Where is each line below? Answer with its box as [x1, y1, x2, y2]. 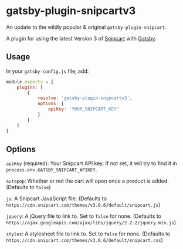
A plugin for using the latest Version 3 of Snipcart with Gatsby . [6, 35, 157, 42]
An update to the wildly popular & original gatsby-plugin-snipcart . [6, 23, 167, 31]
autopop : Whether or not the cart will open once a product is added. [6, 177, 169, 184]
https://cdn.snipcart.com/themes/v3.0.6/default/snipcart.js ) [6, 201, 161, 208]
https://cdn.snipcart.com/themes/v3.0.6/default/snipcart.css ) [6, 237, 163, 244]
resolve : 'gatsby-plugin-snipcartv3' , [37, 95, 133, 101]
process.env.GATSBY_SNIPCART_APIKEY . [6, 166, 97, 173]
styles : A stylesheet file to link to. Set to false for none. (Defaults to [6, 230, 171, 237]
